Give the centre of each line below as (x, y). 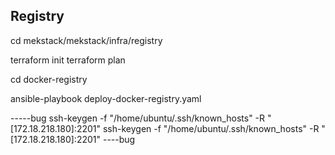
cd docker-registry (49, 79)
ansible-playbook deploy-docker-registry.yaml (106, 98)
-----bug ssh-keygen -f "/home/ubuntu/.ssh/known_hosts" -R (138, 118)
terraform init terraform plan (68, 60)
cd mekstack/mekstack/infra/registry (86, 40)
